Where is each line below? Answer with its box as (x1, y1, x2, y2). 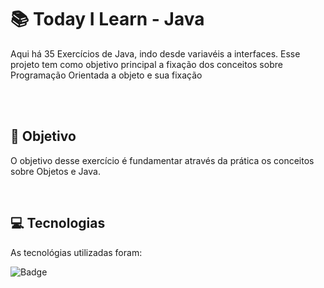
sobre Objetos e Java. (10, 165, 101, 177)
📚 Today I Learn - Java (10, 8, 205, 31)
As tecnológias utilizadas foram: (10, 246, 143, 258)
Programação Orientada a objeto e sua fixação (10, 69, 203, 81)
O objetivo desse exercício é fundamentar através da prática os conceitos (10, 154, 315, 166)
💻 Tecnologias (10, 215, 106, 232)
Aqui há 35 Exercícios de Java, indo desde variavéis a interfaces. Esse (10, 47, 301, 60)
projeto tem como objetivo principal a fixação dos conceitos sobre (10, 58, 283, 70)
